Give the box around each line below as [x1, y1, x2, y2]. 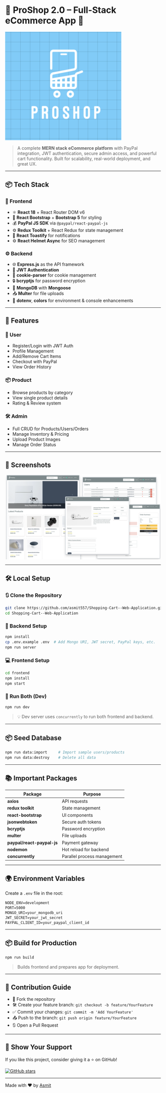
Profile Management [12, 348, 54, 354]
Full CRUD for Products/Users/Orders [12, 426, 89, 432]
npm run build [5, 955, 35, 960]
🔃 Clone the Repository [5, 592, 62, 599]
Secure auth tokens [61, 819, 101, 825]
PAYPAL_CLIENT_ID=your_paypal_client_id [5, 920, 90, 925]
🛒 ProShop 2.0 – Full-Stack [5, 4, 117, 16]
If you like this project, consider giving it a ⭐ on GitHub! [5, 1056, 118, 1062]
